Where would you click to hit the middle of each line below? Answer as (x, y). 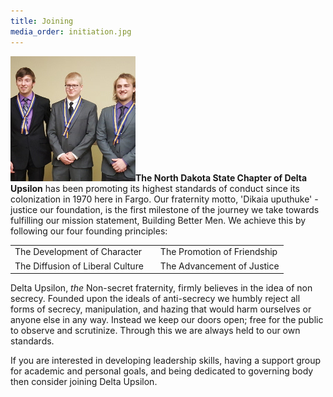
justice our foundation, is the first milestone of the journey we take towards (165, 209)
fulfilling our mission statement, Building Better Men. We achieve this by (158, 220)
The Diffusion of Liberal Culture (79, 266)
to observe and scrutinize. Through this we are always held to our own (155, 330)
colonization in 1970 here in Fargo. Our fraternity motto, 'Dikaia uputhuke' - (164, 199)
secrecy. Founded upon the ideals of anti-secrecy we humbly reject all (155, 298)
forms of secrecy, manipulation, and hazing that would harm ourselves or (161, 309)
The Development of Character (78, 252)
